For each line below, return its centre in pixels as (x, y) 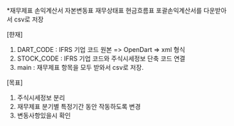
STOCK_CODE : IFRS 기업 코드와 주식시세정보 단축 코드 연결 (101, 58)
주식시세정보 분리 (41, 98)
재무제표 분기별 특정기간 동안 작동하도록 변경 (79, 106)
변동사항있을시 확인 (44, 115)
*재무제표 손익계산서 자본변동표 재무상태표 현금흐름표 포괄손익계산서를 (104, 10)
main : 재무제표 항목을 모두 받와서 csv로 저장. (80, 67)
